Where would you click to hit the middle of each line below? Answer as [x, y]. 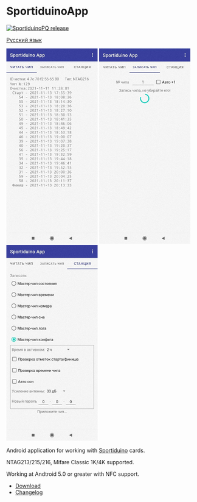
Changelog [29, 492]
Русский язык [24, 40]
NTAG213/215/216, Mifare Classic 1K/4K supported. [70, 462]
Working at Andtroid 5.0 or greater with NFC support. [73, 474]
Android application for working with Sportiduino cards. [76, 451]
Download [28, 486]
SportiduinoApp [47, 11]
